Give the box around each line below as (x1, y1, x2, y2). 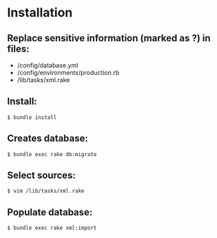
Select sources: (7, 170, 76, 182)
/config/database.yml (17, 61, 79, 69)
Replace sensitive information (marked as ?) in (7, 32, 211, 44)
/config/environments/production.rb (17, 69, 120, 76)
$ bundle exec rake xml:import (7, 225, 97, 232)
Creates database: (7, 133, 88, 144)
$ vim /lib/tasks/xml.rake (7, 188, 85, 195)
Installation (7, 5, 73, 21)
